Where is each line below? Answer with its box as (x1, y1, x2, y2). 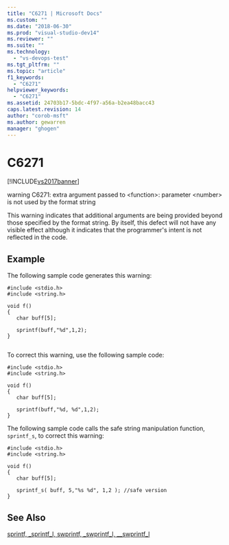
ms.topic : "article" (7, 67, 67, 74)
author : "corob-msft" (7, 112, 69, 119)
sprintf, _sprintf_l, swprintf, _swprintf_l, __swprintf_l (7, 530, 150, 538)
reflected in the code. (7, 233, 68, 241)
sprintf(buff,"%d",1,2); (16, 327, 88, 334)
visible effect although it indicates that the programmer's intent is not (7, 226, 202, 234)
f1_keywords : (7, 74, 45, 81)
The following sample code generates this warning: (7, 271, 152, 280)
